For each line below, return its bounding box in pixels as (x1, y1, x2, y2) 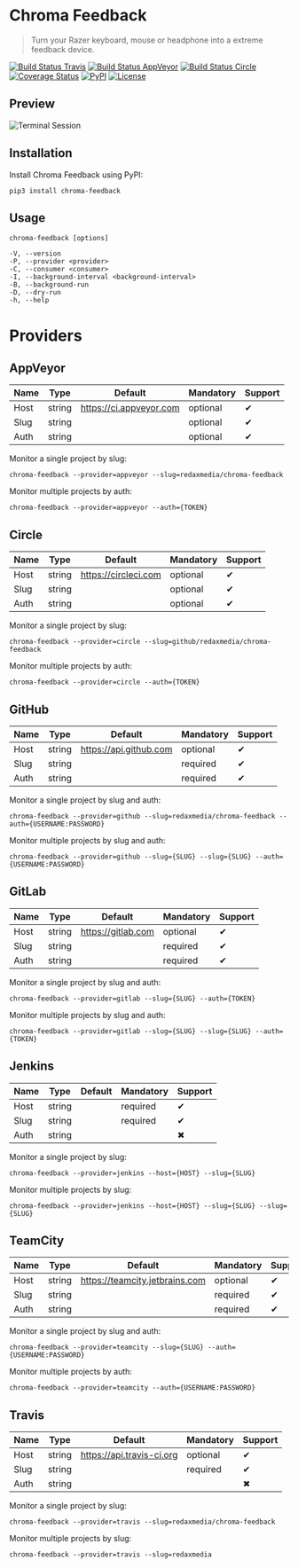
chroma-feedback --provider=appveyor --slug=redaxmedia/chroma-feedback (9, 471, 284, 480)
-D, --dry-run (9, 288, 62, 297)
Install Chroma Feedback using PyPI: (9, 169, 144, 180)
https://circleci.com (80, 568, 161, 581)
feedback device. (30, 43, 95, 54)
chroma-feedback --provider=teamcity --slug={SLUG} (9, 1343, 204, 1352)
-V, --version (9, 249, 62, 258)
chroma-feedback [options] (9, 234, 109, 243)
